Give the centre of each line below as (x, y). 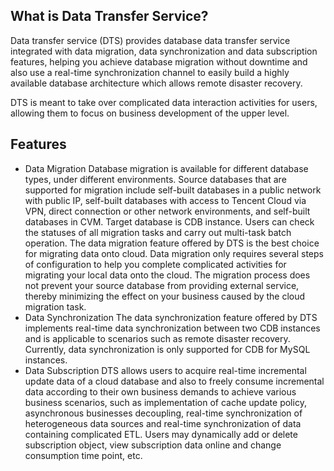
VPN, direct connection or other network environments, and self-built (167, 211)
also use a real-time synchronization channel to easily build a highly (150, 72)
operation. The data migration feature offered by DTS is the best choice (172, 243)
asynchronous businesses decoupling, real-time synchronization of (163, 413)
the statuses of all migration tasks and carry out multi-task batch (158, 232)
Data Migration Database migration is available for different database (166, 168)
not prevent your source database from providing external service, (162, 285)
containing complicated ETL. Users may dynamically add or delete (161, 434)
